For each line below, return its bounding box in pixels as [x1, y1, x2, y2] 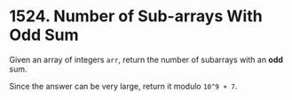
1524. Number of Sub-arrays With [9, 6, 264, 27]
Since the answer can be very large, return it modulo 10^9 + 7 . [9, 81, 238, 91]
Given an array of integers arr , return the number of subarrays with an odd [9, 54, 284, 65]
